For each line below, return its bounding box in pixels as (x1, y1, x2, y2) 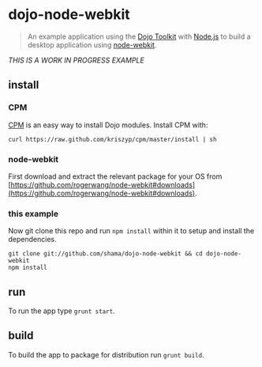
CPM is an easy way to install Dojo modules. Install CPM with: (8, 120, 208, 130)
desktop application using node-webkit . (27, 40, 157, 49)
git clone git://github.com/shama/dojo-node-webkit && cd (8, 250, 203, 258)
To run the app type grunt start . (8, 306, 116, 316)
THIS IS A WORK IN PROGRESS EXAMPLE (8, 55, 144, 65)
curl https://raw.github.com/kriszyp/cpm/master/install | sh (8, 135, 217, 143)
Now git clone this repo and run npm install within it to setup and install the (8, 226, 255, 236)
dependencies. (8, 235, 57, 244)
